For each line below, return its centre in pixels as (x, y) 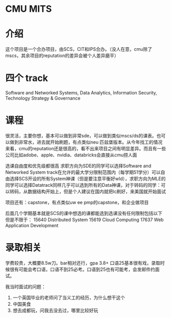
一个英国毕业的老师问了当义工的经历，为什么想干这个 (69, 297)
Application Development (32, 225)
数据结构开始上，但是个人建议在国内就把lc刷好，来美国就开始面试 (97, 191)
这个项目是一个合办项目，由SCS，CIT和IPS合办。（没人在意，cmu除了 (79, 49)
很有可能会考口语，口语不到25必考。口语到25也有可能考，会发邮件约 (82, 269)
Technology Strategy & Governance (43, 98)
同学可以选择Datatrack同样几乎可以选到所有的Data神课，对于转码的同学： (83, 185)
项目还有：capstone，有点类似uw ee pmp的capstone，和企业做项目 (77, 202)
